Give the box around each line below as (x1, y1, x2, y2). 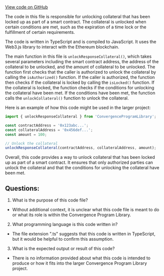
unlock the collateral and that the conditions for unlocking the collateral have (5, 165, 160, 171)
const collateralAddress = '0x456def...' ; (5, 127, 93, 132)
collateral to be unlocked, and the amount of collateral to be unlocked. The (5, 64, 156, 70)
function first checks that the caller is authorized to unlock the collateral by (5, 69, 156, 75)
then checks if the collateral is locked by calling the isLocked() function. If (5, 79, 155, 85)
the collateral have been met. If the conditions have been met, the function (5, 90, 156, 96)
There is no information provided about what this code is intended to (12, 255, 151, 261)
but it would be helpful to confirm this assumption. (12, 236, 114, 242)
